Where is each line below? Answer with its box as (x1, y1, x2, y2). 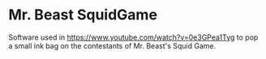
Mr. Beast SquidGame (8, 6, 158, 24)
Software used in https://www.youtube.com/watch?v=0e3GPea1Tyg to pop (8, 32, 259, 42)
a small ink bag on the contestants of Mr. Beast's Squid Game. (8, 40, 217, 50)
